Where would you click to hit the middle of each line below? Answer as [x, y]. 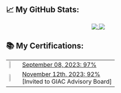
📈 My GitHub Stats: [43, 10]
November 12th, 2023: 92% [61, 74]
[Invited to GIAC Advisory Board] [67, 81]
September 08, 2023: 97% [60, 64]
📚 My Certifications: [45, 46]
